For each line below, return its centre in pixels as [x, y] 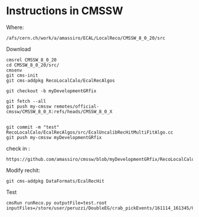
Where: [15, 27]
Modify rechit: [23, 170]
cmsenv [14, 70]
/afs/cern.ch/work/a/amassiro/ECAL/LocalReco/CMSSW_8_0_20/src [86, 38]
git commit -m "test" [33, 127]
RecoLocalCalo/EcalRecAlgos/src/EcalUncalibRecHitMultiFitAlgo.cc [90, 132]
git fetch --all [26, 101]
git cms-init [22, 75]
